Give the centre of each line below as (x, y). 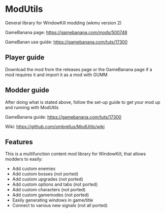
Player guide (25, 58)
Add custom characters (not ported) (49, 190)
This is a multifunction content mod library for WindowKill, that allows (76, 154)
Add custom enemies (34, 169)
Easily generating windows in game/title (53, 200)
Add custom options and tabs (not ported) (55, 184)
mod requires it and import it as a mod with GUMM (56, 75)
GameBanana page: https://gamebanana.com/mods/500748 (66, 32)
